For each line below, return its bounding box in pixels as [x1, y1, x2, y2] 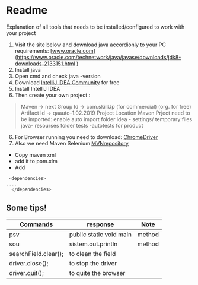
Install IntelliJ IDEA [14, 85, 60, 92]
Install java [14, 66, 41, 73]
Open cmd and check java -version [14, 72, 101, 80]
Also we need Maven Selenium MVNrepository [14, 140, 129, 147]
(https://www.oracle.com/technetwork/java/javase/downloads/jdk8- [14, 53, 181, 61]
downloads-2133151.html [14, 60, 75, 67]
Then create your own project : [14, 91, 91, 99]
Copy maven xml [14, 151, 56, 158]
